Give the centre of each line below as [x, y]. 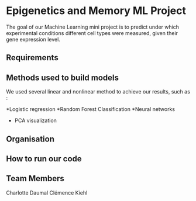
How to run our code [44, 159]
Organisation [30, 139]
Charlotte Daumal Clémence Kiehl [47, 193]
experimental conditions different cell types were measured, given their [92, 33]
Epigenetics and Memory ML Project [96, 11]
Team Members [35, 179]
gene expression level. [33, 39]
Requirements [32, 58]
